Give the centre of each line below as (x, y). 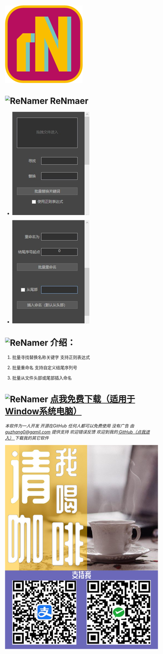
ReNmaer (69, 101)
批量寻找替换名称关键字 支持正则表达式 (51, 357)
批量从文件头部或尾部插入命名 (42, 378)
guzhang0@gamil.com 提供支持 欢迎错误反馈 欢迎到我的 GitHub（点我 (75, 432)
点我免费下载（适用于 (93, 399)
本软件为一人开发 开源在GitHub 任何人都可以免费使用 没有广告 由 (70, 426)
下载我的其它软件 (32, 438)
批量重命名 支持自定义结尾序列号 (45, 368)
